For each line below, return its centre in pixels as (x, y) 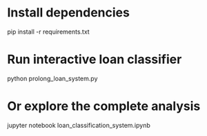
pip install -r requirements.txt (48, 32)
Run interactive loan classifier (95, 59)
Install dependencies (68, 13)
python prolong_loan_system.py (52, 78)
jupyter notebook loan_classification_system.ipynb (79, 125)
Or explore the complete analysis (104, 106)
